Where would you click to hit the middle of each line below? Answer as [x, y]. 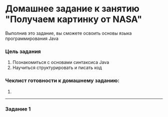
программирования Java [32, 38]
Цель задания [23, 51]
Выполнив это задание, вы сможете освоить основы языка [68, 33]
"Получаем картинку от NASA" [74, 19]
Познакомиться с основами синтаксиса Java [61, 62]
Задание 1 [18, 109]
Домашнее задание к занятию [72, 9]
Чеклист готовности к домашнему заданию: [62, 80]
